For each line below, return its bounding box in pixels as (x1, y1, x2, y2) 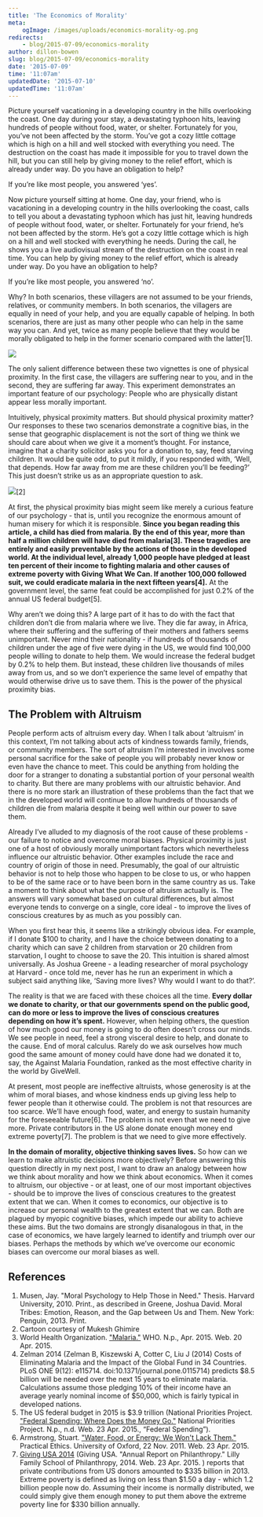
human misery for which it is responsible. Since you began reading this (8, 520, 240, 529)
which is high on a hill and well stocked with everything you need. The (8, 139, 236, 149)
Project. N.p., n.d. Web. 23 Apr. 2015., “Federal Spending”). (19, 1424, 211, 1434)
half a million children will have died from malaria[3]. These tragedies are (8, 536, 251, 545)
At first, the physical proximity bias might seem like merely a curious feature (8, 502, 254, 512)
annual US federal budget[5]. (8, 594, 102, 604)
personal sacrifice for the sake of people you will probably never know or (8, 754, 245, 763)
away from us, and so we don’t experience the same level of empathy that (8, 668, 247, 678)
